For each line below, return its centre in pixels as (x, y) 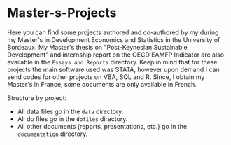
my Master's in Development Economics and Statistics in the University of (114, 39)
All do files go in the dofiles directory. (72, 119)
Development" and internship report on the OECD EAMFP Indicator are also (116, 55)
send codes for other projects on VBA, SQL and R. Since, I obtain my (106, 77)
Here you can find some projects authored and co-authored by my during (113, 32)
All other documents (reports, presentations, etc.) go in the (102, 126)
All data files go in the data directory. (70, 111)
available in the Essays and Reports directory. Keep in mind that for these (113, 62)
